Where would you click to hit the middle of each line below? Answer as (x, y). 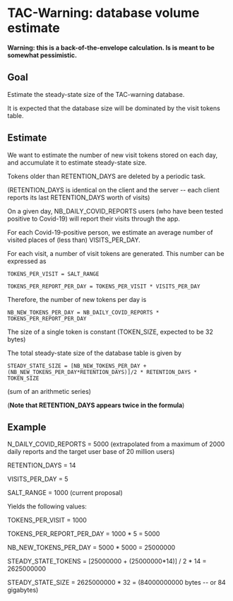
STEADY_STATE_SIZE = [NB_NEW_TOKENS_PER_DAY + (77, 366)
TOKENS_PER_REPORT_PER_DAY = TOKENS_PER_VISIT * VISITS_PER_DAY (104, 286)
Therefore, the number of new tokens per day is (77, 299)
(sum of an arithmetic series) (49, 391)
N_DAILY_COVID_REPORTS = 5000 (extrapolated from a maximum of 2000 (116, 444)
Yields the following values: (47, 506)
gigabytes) (23, 590)
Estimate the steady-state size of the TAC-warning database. (96, 94)
